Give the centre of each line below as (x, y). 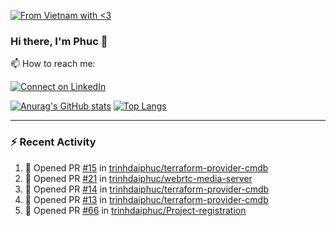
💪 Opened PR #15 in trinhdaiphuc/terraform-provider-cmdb (146, 167)
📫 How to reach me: (53, 64)
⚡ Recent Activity (53, 142)
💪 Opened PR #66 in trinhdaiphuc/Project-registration (135, 210)
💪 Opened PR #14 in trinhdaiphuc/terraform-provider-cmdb (147, 189)
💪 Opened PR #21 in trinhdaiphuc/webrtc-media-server (138, 178)
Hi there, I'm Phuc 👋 (59, 41)
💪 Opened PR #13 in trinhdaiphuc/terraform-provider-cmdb (146, 199)
